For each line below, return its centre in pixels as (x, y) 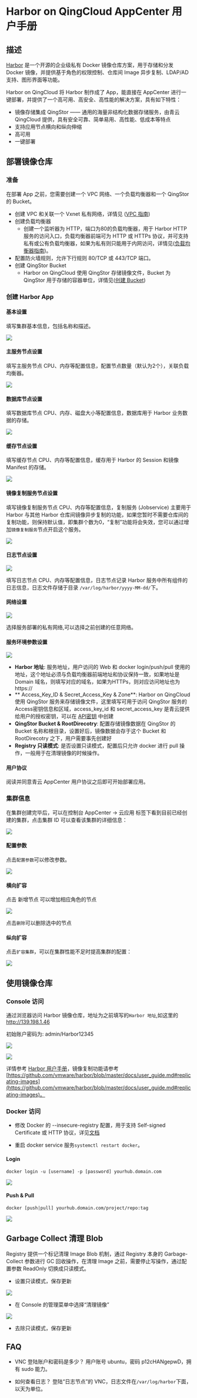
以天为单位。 (30, 1389)
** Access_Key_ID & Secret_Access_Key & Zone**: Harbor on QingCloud (102, 695)
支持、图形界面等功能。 (34, 80)
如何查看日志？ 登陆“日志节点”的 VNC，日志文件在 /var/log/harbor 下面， (103, 1382)
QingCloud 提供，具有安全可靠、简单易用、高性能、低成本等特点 (93, 119)
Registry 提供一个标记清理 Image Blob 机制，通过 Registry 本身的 (85, 1254)
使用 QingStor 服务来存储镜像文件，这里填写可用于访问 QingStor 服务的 (101, 702)
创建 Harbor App (30, 297)
